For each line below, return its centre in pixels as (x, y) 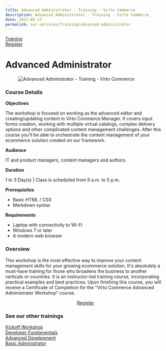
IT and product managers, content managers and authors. (66, 160)
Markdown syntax (32, 205)
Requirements (21, 215)
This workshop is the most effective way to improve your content (73, 260)
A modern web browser (37, 236)
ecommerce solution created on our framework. (56, 141)
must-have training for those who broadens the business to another (76, 271)
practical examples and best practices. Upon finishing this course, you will (83, 282)
